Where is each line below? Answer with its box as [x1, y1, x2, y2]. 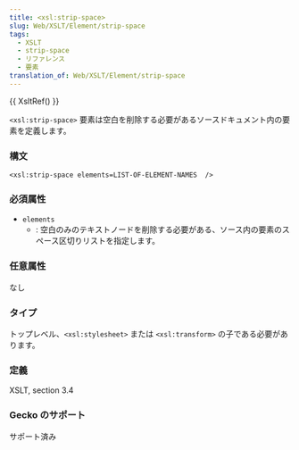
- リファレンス [17, 54, 65, 63]
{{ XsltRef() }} [9, 96, 60, 106]
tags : [9, 29, 29, 38]
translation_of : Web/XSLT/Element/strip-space [9, 71, 186, 80]
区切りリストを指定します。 [58, 236, 161, 246]
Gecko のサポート [9, 409, 87, 421]
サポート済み [9, 430, 56, 442]
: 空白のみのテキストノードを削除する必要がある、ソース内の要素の [35, 224, 283, 235]
